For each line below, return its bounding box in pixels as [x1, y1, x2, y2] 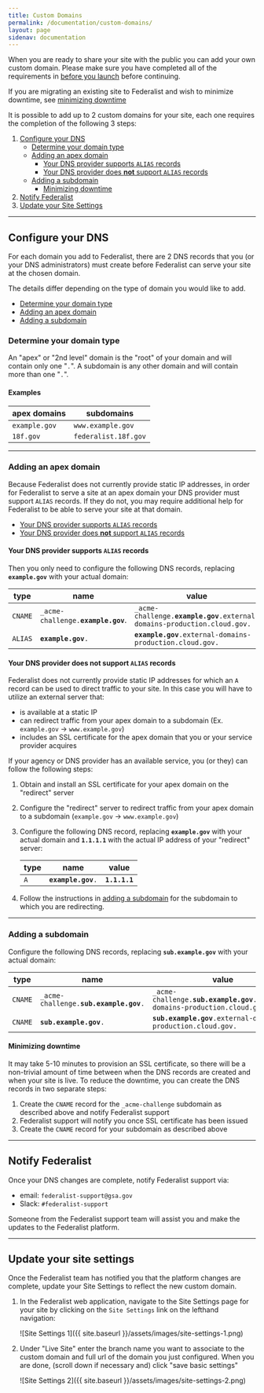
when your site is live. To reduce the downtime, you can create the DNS [8, 1076, 240, 1085]
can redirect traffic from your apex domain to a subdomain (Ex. [19, 716, 224, 725]
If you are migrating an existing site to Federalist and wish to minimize [8, 87, 234, 97]
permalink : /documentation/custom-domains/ [8, 19, 153, 27]
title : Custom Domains [8, 11, 82, 20]
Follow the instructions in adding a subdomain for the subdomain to [19, 893, 238, 904]
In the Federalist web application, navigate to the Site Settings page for [19, 1297, 249, 1307]
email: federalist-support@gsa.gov [19, 1190, 133, 1200]
